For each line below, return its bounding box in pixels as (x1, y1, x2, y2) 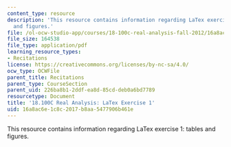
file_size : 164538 (7, 36, 60, 43)
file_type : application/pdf (7, 42, 88, 49)
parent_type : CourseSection (7, 80, 88, 87)
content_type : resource (7, 10, 76, 17)
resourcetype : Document (7, 93, 76, 100)
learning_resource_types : (7, 49, 81, 56)
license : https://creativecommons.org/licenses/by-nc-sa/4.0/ (7, 61, 189, 68)
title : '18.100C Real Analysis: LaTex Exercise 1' (7, 100, 155, 106)
